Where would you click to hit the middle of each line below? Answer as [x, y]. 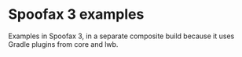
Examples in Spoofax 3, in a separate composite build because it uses [121, 36]
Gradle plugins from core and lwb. [63, 44]
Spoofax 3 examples [76, 14]
